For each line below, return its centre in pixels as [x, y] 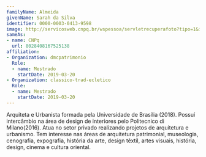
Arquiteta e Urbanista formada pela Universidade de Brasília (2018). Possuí [101, 114]
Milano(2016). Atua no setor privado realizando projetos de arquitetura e [97, 127]
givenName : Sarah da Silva [41, 18]
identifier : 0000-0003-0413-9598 [49, 23]
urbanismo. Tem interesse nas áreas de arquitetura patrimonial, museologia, [102, 134]
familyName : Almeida [33, 12]
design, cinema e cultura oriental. [48, 147]
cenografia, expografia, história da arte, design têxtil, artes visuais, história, [101, 141]
